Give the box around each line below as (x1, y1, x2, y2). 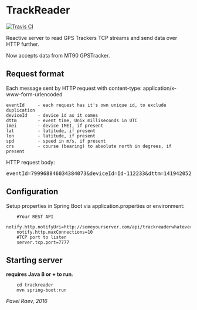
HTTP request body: (6, 159, 55, 166)
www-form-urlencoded (6, 90, 63, 97)
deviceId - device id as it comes (6, 112, 98, 118)
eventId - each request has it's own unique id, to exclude (6, 102, 167, 108)
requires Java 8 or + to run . (6, 271, 73, 278)
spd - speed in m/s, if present (6, 138, 107, 144)
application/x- (142, 85, 177, 92)
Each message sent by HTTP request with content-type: (6, 85, 142, 92)
